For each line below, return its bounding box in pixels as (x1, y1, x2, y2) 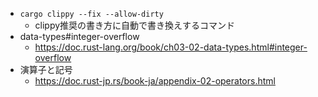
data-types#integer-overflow (19, 31, 140, 42)
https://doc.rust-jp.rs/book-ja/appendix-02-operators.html (34, 75, 276, 87)
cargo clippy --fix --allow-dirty (19, 9, 164, 19)
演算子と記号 (19, 64, 73, 75)
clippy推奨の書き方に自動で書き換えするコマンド (34, 19, 236, 31)
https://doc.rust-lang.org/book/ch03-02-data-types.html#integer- (34, 41, 308, 53)
